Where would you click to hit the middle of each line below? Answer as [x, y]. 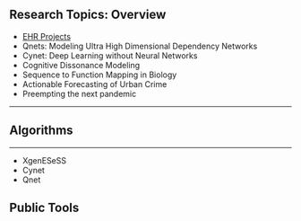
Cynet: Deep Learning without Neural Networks [110, 55]
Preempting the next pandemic [79, 93]
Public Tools [44, 208]
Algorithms [41, 131]
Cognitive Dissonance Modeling [81, 65]
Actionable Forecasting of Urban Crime [95, 84]
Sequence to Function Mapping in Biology [99, 75]
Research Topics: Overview [88, 15]
